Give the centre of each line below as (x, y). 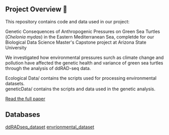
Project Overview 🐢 (36, 9)
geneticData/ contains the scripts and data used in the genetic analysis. (80, 89)
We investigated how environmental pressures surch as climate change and (84, 57)
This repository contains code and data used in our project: (67, 21)
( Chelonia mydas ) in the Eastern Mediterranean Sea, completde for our (80, 37)
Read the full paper (25, 98)
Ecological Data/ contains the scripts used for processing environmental (81, 78)
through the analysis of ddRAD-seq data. (48, 68)
